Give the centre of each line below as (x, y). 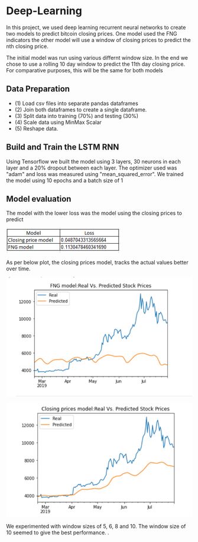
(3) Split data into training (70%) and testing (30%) (77, 116)
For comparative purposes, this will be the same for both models (85, 70)
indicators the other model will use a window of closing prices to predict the (98, 40)
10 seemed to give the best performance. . (58, 533)
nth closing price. (27, 46)
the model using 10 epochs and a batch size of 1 (65, 180)
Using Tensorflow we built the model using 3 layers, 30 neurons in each (94, 161)
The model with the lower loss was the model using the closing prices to (94, 213)
